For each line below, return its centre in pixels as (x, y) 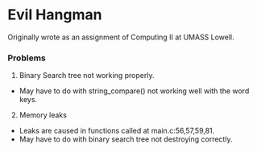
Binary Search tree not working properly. (87, 76)
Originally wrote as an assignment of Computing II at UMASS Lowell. (121, 37)
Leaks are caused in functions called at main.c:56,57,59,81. (117, 131)
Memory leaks (43, 115)
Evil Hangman (55, 15)
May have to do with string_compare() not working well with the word (134, 91)
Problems (27, 58)
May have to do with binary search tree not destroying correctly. (126, 139)
